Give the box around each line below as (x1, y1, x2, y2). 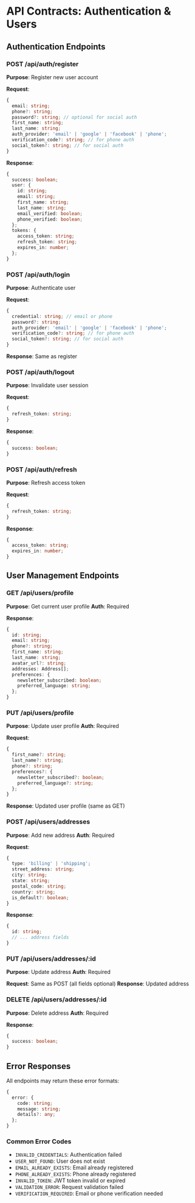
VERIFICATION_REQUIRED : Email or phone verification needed (15, 1190, 163, 1198)
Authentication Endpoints (6, 41, 106, 52)
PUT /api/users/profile (6, 708, 74, 717)
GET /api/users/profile (6, 589, 74, 598)
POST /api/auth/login (6, 270, 70, 278)
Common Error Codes (6, 1137, 72, 1146)
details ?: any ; (17, 1112, 56, 1118)
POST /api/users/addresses (6, 817, 91, 826)
